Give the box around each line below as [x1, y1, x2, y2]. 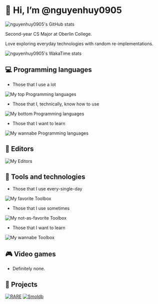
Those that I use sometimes [12, 206, 70, 212]
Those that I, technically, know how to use [12, 100, 99, 107]
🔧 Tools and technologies [5, 172, 85, 181]
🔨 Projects [5, 280, 38, 288]
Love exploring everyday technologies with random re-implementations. [5, 40, 153, 47]
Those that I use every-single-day [12, 186, 82, 192]
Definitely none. [12, 266, 45, 272]
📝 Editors [5, 145, 34, 153]
